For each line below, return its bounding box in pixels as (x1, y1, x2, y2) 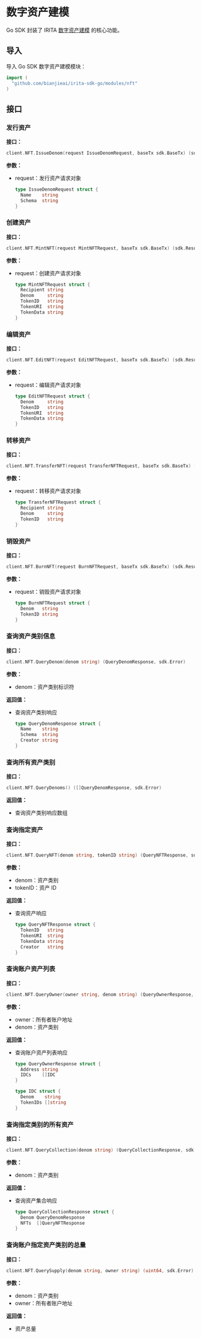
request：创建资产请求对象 (14, 269, 81, 276)
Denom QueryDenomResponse (20, 1215, 85, 1221)
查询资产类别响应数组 (14, 809, 68, 816)
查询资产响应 (14, 909, 47, 917)
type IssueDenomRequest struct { (14, 186, 99, 192)
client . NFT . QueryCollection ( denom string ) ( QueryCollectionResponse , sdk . (6, 1147, 197, 1153)
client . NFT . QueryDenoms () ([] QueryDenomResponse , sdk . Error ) (6, 785, 162, 791)
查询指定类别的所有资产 (6, 1120, 74, 1129)
